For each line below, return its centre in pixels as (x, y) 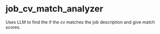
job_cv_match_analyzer (54, 9)
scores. (13, 27)
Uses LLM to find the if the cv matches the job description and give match (80, 22)
